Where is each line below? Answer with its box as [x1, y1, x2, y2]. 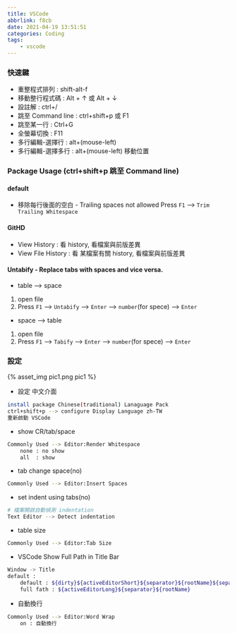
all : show [20, 454, 55, 461]
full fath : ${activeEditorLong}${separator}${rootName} [20, 586, 191, 593]
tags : [7, 37, 23, 44]
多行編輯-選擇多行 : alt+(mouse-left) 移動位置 [17, 147, 150, 155]
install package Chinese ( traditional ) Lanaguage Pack [7, 402, 169, 409]
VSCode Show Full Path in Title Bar [17, 552, 120, 561]
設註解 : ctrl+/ [17, 103, 58, 111]
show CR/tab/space [17, 427, 75, 435]
